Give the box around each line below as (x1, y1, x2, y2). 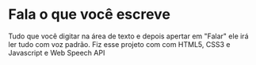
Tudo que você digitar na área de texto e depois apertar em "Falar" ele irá (8, 31, 249, 41)
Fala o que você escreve (8, 5, 170, 23)
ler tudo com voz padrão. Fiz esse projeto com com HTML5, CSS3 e (8, 39, 231, 49)
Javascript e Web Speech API (8, 48, 105, 57)
